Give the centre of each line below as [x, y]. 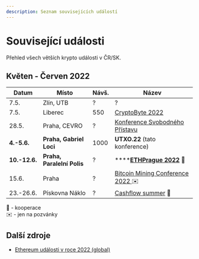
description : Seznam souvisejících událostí [62, 12]
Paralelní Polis [63, 164]
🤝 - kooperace [24, 208]
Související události [55, 41]
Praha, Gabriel [63, 139]
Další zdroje [28, 235]
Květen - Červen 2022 [48, 76]
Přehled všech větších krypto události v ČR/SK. [64, 58]
